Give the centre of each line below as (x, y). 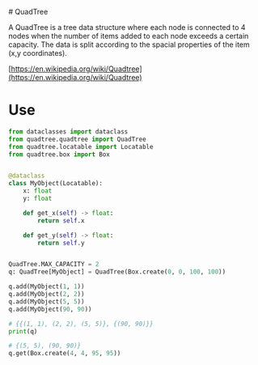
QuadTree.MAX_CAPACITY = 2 (54, 265)
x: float (38, 191)
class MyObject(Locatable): (56, 184)
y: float (38, 199)
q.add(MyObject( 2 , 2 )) (47, 295)
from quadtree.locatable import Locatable (81, 146)
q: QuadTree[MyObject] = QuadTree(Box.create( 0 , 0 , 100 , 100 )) (117, 272)
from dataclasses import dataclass (68, 132)
